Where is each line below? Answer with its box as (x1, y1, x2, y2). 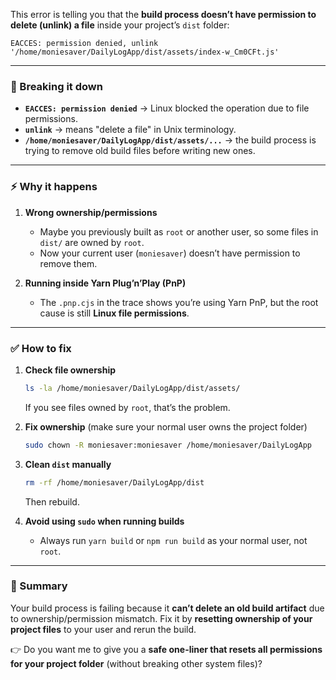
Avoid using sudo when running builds (24, 515, 185, 527)
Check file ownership (24, 364, 117, 376)
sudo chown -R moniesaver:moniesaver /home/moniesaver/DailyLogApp (24, 440, 312, 450)
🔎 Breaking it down (10, 79, 103, 93)
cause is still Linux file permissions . (39, 307, 190, 319)
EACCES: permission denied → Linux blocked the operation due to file (24, 102, 310, 114)
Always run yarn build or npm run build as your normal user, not (39, 534, 308, 546)
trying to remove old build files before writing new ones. (24, 145, 256, 157)
